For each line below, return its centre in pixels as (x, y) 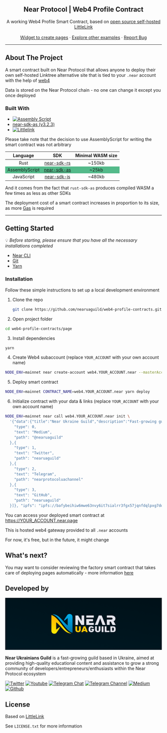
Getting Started (30, 228)
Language (24, 155)
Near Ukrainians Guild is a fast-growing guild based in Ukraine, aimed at (80, 658)
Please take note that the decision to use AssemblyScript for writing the (79, 139)
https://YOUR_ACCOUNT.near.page (42, 520)
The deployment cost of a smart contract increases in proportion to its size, (83, 203)
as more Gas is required (30, 208)
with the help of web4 (28, 80)
